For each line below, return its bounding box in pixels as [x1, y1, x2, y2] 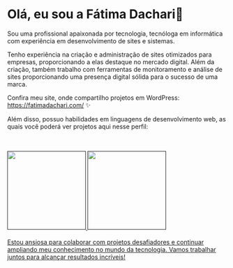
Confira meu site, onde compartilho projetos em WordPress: [7, 94, 180, 102]
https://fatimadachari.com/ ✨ [7, 100, 91, 109]
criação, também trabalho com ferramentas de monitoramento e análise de [7, 65, 223, 73]
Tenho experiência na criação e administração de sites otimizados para [7, 50, 212, 59]
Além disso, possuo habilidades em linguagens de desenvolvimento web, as [7, 114, 227, 123]
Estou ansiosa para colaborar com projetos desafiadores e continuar [7, 237, 204, 246]
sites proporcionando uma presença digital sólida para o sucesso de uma [7, 73, 218, 81]
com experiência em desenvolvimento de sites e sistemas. [7, 36, 175, 45]
